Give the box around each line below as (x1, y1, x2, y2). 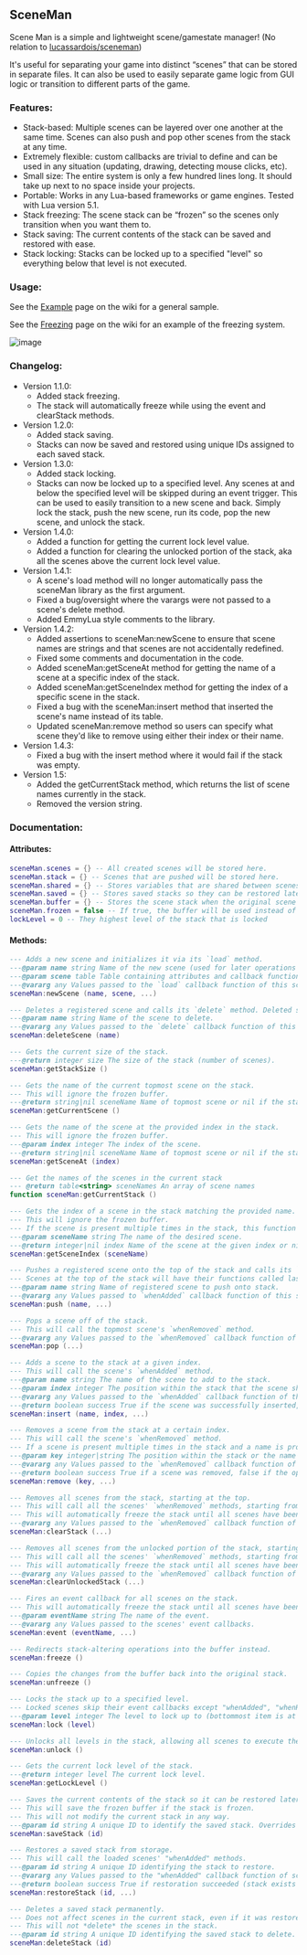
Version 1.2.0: (22, 420, 75, 430)
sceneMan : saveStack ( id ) (9, 1829, 104, 1838)
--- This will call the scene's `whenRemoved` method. (9, 1434, 223, 1443)
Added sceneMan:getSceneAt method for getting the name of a (36, 662, 276, 673)
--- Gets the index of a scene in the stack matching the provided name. (9, 1206, 297, 1217)
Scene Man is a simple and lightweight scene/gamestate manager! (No (9, 31, 276, 42)
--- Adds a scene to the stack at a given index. (9, 1358, 203, 1367)
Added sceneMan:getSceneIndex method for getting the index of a (36, 681, 289, 693)
